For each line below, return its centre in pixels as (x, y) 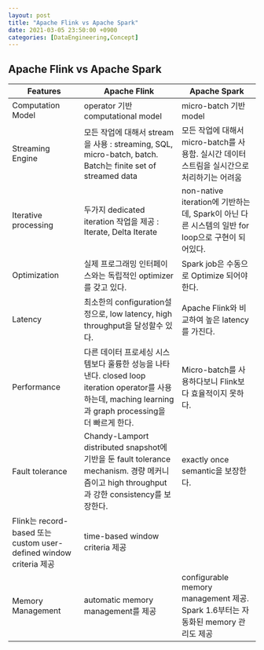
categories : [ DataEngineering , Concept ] (73, 37)
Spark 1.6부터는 (211, 611)
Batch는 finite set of (120, 166)
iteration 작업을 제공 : (121, 222)
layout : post (29, 15)
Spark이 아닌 (216, 214)
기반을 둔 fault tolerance (127, 459)
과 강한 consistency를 (123, 495)
